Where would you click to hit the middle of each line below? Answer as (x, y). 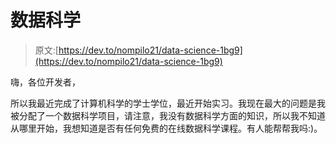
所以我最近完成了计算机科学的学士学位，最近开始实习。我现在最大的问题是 (163, 103)
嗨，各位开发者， (45, 82)
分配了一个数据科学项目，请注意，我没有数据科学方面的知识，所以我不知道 (172, 115)
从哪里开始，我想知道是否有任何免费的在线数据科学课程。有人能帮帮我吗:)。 (166, 128)
